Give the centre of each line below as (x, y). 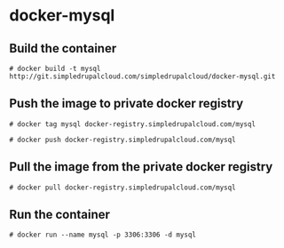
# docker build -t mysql (55, 68)
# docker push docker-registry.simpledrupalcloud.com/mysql (123, 140)
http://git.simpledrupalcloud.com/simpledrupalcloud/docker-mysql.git (142, 76)
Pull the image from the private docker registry (141, 167)
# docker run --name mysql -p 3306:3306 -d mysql (103, 235)
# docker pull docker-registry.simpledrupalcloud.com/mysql (123, 188)
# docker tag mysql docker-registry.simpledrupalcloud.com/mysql (132, 124)
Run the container (60, 215)
